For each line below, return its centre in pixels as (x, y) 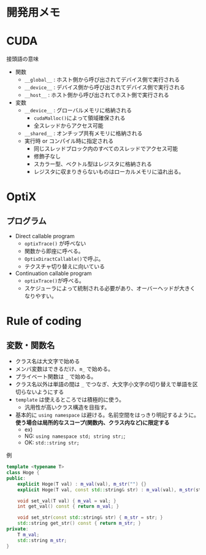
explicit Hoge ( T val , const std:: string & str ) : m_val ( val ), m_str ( (107, 490)
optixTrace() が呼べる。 (54, 281)
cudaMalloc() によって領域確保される (79, 118)
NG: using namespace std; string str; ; (75, 436)
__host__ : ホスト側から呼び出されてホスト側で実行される (97, 95)
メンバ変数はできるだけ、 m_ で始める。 (64, 369)
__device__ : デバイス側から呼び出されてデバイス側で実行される (105, 87)
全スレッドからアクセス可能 (68, 126)
